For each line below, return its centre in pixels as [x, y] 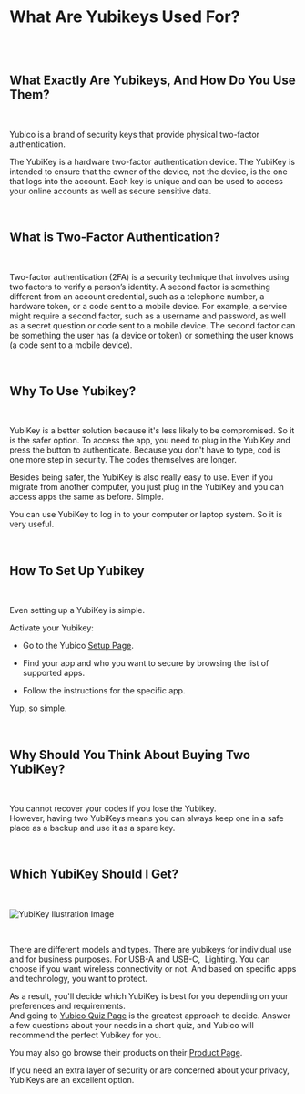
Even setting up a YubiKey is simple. [77, 610]
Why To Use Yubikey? [73, 391]
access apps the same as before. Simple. [86, 497]
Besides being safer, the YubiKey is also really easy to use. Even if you [141, 477]
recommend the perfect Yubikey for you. [86, 1035]
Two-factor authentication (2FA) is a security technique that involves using [149, 276]
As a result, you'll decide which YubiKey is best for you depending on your [149, 995]
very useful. [32, 524]
